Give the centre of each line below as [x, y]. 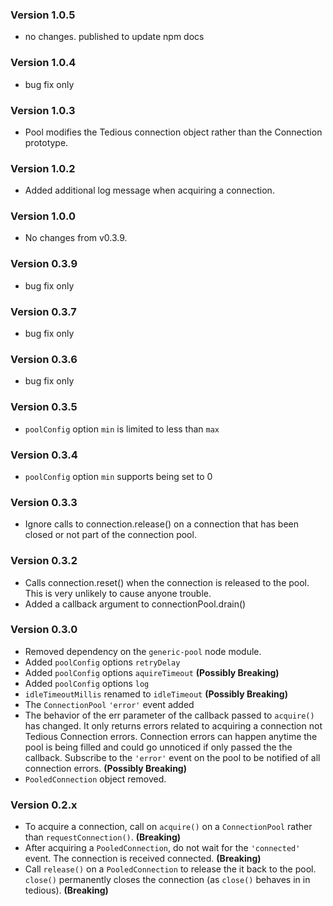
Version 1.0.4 [43, 63]
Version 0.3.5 [44, 407]
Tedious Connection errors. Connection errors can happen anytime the [171, 736]
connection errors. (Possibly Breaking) [105, 768]
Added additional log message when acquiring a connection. [149, 190]
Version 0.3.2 [44, 561]
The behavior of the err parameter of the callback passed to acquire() [169, 715]
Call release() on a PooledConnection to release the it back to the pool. [170, 869]
